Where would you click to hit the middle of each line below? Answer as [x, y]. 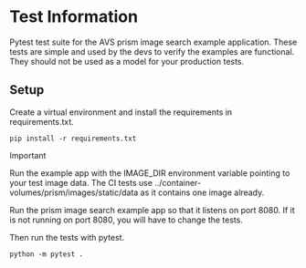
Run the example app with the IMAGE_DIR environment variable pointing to [150, 173]
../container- [178, 182]
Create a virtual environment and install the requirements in [121, 112]
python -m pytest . [47, 254]
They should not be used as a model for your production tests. [127, 61]
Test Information [74, 17]
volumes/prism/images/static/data [74, 192]
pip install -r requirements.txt [73, 139]
